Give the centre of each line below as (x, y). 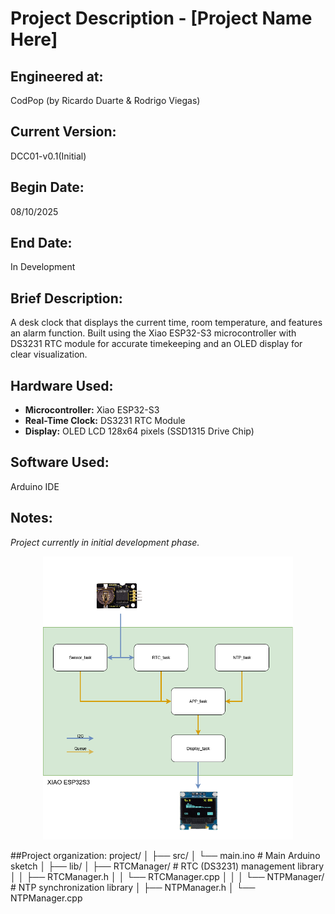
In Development (43, 267)
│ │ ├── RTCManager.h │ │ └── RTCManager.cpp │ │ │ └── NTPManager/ (167, 877)
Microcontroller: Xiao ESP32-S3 (92, 410)
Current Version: (63, 132)
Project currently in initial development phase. (105, 542)
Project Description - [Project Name (161, 18)
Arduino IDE (35, 486)
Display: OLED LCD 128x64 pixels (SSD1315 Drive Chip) (139, 431)
